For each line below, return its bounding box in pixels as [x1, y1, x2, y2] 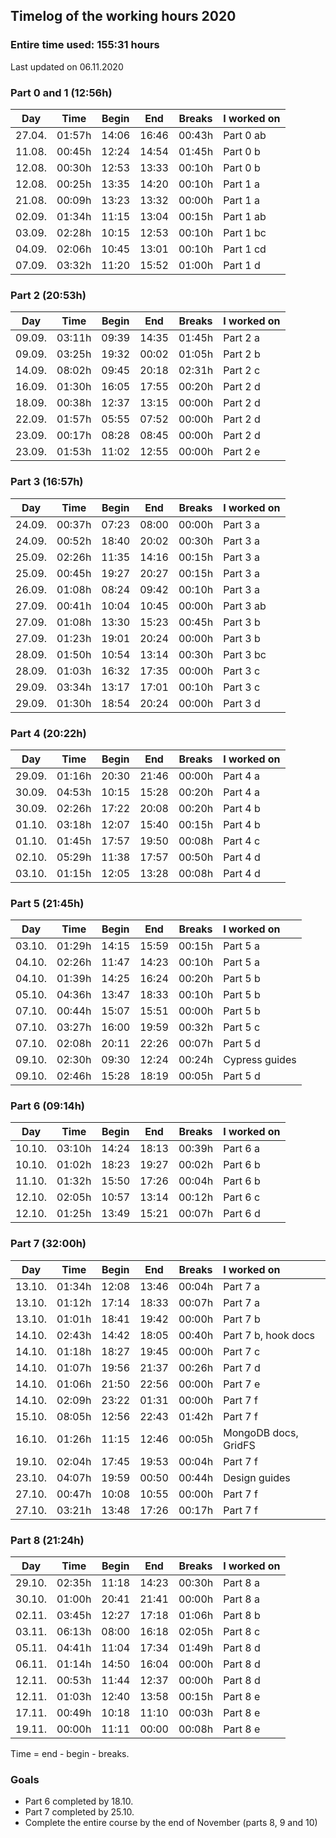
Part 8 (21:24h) [10, 1533, 85, 1547]
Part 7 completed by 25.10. [24, 1806, 135, 1818]
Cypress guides [223, 1053, 297, 1067]
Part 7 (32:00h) [10, 1237, 87, 1251]
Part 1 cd [223, 242, 267, 256]
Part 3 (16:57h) [10, 475, 84, 489]
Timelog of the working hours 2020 [10, 8, 237, 25]
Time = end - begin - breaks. [10, 1748, 130, 1760]
